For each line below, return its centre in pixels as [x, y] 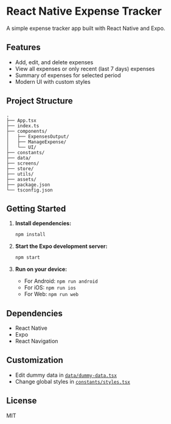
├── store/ [20, 169]
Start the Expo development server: [61, 247]
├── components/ [27, 131]
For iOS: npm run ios [50, 288]
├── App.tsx [21, 121]
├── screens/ [23, 163]
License [22, 401]
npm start [28, 258]
